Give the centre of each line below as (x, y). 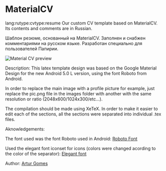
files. (10, 119)
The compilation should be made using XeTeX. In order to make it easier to (82, 108)
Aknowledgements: (25, 129)
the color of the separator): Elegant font (46, 153)
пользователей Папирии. (32, 48)
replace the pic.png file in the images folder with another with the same (78, 93)
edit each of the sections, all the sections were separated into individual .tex (83, 114)
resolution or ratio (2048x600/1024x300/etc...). (54, 99)
